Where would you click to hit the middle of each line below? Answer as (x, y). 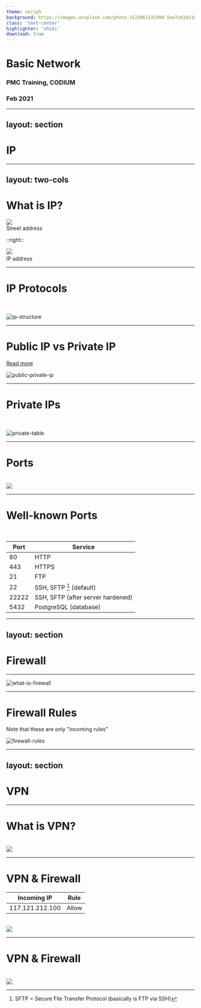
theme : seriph (24, 12)
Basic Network (43, 64)
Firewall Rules (42, 713)
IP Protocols (37, 288)
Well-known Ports (52, 515)
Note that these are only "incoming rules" (57, 729)
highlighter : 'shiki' (33, 29)
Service (83, 547)
